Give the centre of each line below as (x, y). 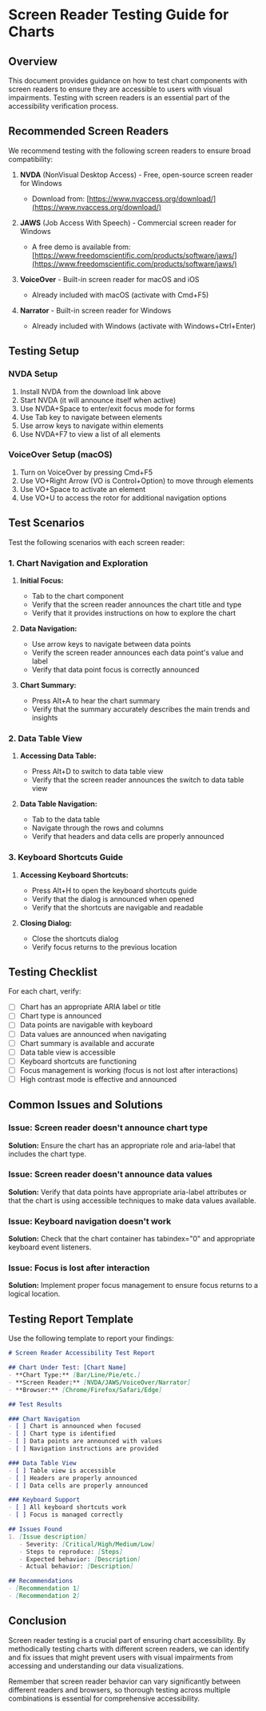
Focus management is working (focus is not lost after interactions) (129, 1070)
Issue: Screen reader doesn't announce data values (111, 1174)
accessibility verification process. (64, 106)
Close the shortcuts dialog (75, 938)
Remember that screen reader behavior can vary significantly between (125, 1681)
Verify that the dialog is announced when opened (113, 898)
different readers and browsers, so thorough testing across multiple (119, 1689)
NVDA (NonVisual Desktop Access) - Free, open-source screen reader (136, 175)
